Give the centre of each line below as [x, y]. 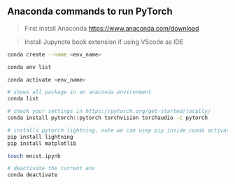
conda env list [29, 67]
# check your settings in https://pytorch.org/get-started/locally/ [109, 112]
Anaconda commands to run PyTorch [90, 11]
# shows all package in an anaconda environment [79, 92]
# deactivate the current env [51, 169]
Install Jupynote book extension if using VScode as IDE [104, 42]
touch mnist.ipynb [34, 156]
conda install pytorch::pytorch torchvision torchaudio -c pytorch [108, 118]
